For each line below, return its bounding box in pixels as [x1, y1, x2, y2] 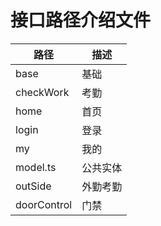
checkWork [15, 85, 70, 99]
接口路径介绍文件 [10, 9, 152, 32]
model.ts [15, 160, 57, 174]
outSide [15, 179, 52, 193]
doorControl [15, 197, 73, 211]
